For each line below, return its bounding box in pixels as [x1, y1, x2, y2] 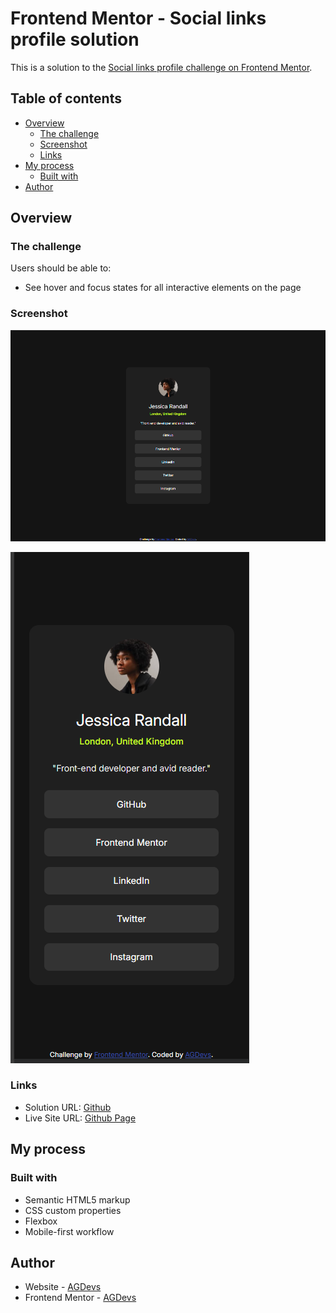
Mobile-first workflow [24, 1225, 115, 1237]
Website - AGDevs [24, 1281, 102, 1293]
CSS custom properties [24, 1204, 122, 1216]
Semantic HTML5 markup [24, 1193, 131, 1206]
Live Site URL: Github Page [24, 1112, 137, 1124]
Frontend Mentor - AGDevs [24, 1292, 137, 1304]
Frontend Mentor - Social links [10, 7, 267, 30]
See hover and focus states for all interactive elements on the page [24, 282, 302, 294]
